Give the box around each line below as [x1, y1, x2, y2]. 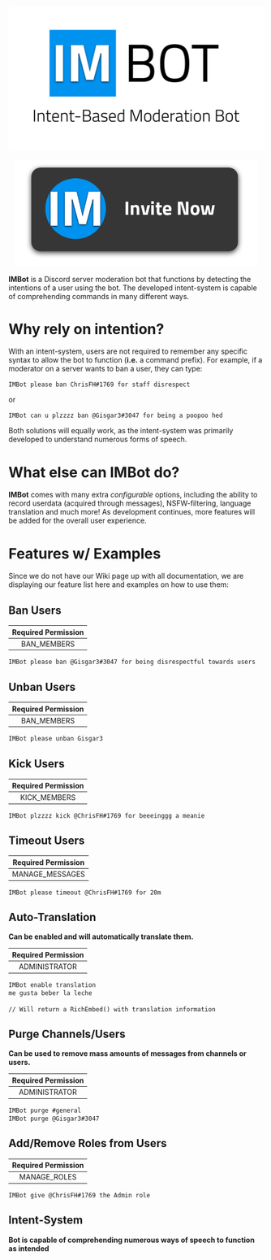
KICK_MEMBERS [19, 793, 76, 802]
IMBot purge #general [8, 1106, 82, 1114]
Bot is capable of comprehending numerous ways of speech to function [8, 1235, 256, 1245]
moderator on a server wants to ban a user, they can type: [8, 364, 203, 374]
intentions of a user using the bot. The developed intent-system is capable [8, 283, 257, 293]
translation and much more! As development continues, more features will [8, 507, 256, 517]
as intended [8, 1243, 49, 1253]
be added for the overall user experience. [8, 515, 148, 526]
